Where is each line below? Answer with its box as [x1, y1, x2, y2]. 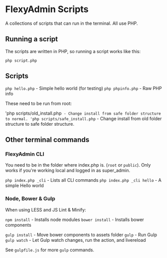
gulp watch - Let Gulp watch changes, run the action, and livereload [5, 237, 146, 243]
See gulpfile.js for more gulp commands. [5, 246, 94, 253]
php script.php [5, 58, 37, 63]
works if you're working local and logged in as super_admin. [5, 168, 130, 174]
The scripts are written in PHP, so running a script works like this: [5, 48, 141, 54]
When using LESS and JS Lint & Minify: [5, 207, 86, 213]
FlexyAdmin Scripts [5, 4, 89, 15]
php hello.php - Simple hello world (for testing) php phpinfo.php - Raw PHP [5, 85, 162, 91]
